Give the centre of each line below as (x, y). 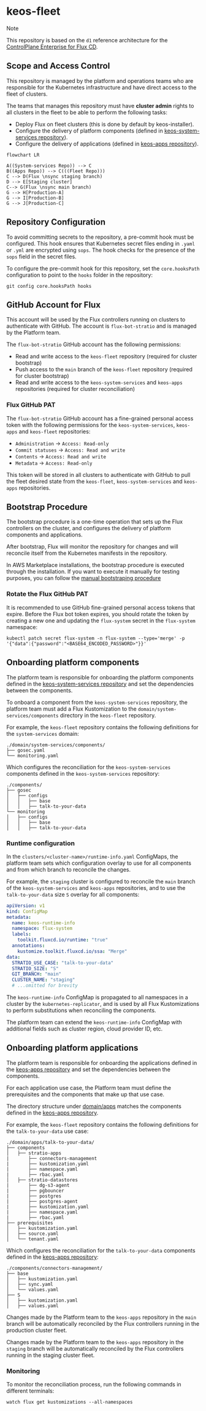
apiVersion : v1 (26, 906)
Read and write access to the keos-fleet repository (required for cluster (106, 357)
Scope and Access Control (58, 66)
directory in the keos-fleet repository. (108, 715)
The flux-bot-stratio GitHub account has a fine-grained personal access (100, 418)
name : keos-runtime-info (44, 923)
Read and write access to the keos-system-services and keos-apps (99, 382)
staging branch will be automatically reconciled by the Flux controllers (95, 1348)
